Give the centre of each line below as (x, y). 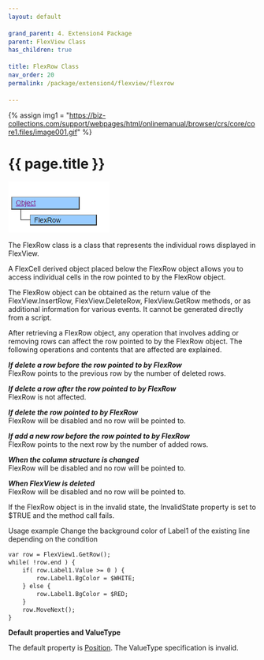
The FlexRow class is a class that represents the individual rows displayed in (132, 246)
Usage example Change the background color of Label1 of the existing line (129, 531)
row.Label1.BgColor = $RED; (82, 594)
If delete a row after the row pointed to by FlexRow (92, 389)
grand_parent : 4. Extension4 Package (70, 33)
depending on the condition (53, 539)
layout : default (35, 17)
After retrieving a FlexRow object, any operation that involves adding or (123, 333)
